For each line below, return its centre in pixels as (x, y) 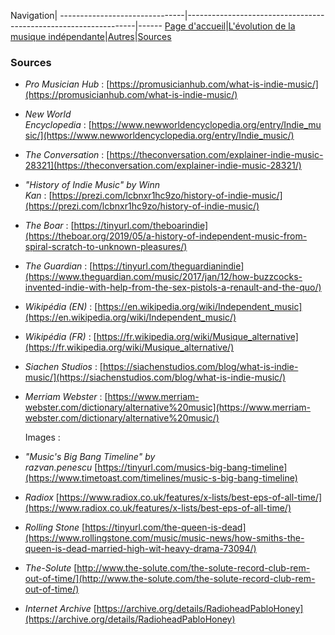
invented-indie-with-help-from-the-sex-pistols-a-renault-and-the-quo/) (173, 287)
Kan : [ (38, 196)
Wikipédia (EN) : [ (61, 307)
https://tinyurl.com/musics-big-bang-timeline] (192, 467)
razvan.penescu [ (61, 467)
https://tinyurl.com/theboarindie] (141, 226)
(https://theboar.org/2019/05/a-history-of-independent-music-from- (166, 236)
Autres (121, 36)
